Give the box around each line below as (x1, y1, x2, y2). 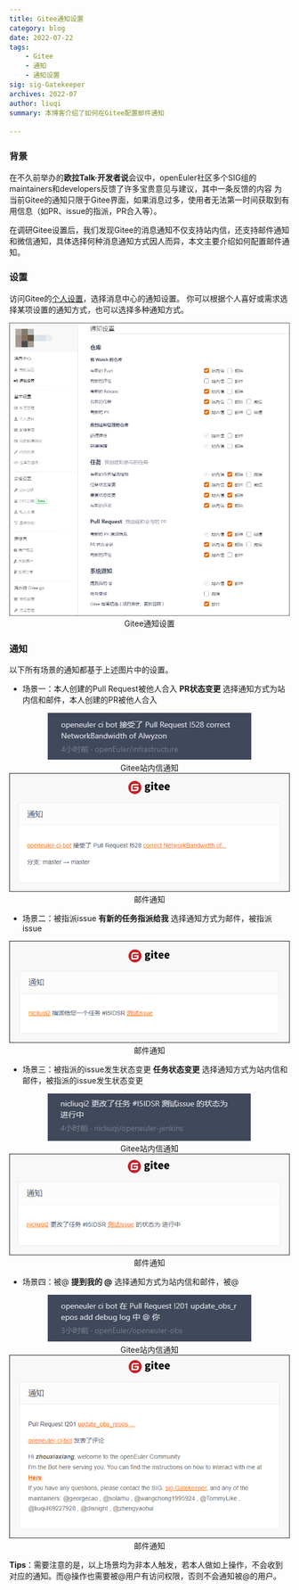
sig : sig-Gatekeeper (9, 80, 86, 89)
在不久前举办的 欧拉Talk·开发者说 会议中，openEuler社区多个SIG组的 (9, 172, 257, 183)
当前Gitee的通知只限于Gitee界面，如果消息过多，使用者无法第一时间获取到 (9, 194, 282, 205)
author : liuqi (9, 99, 62, 108)
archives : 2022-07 (9, 89, 77, 98)
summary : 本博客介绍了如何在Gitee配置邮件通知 (9, 108, 165, 118)
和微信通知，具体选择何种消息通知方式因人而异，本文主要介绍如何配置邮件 (9, 235, 282, 246)
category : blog (9, 23, 66, 33)
